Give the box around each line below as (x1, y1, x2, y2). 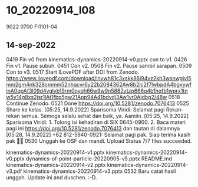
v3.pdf (6, 168, 22, 175)
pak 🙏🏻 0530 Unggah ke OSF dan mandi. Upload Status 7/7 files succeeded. (6, 137, 192, 145)
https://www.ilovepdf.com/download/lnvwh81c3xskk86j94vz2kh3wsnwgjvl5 (6, 74, 192, 81)
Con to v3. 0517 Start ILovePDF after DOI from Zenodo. (6, 68, 140, 76)
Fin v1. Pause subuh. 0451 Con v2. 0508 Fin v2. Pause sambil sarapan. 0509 (6, 62, 192, 69)
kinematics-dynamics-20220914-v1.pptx (6, 149, 105, 156)
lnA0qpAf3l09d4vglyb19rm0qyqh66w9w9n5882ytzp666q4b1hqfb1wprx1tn (6, 87, 188, 94)
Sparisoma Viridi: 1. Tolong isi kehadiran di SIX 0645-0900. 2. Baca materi (6, 119, 186, 126)
